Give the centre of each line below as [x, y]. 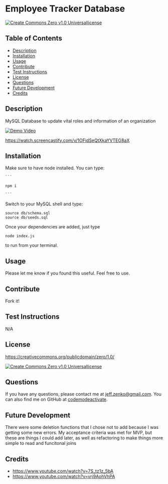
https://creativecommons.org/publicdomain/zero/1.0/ [60, 357]
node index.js [20, 236]
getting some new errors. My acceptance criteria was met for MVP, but [78, 433]
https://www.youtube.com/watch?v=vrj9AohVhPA [64, 476]
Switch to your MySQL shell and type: [44, 204]
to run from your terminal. [32, 246]
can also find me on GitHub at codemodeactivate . [56, 399]
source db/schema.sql [28, 213]
